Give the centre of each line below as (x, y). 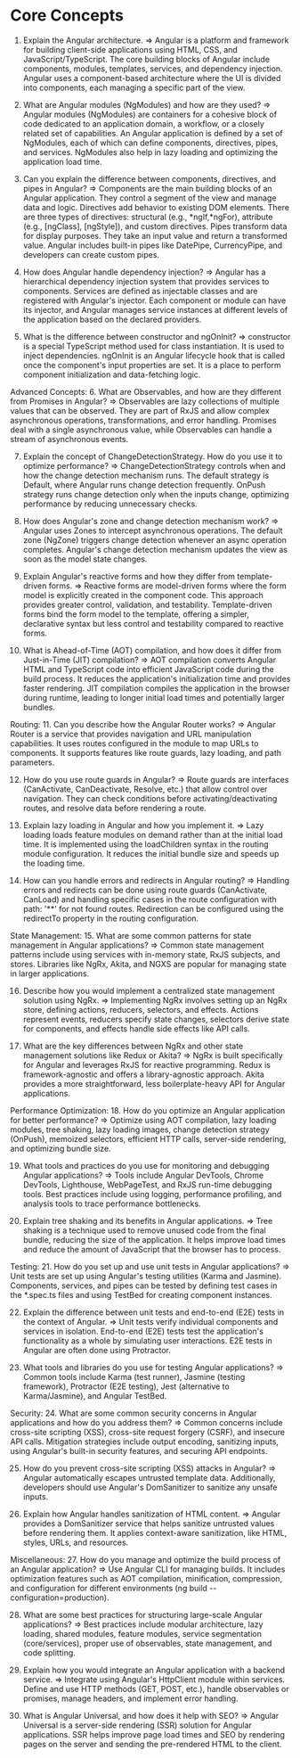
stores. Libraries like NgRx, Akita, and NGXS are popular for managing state (149, 964)
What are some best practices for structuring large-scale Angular (143, 1614)
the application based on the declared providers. (112, 319)
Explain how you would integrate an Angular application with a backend (154, 1670)
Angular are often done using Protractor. (97, 1350)
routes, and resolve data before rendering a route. (115, 808)
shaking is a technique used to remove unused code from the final (144, 1230)
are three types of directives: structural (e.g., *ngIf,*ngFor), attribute (148, 217)
